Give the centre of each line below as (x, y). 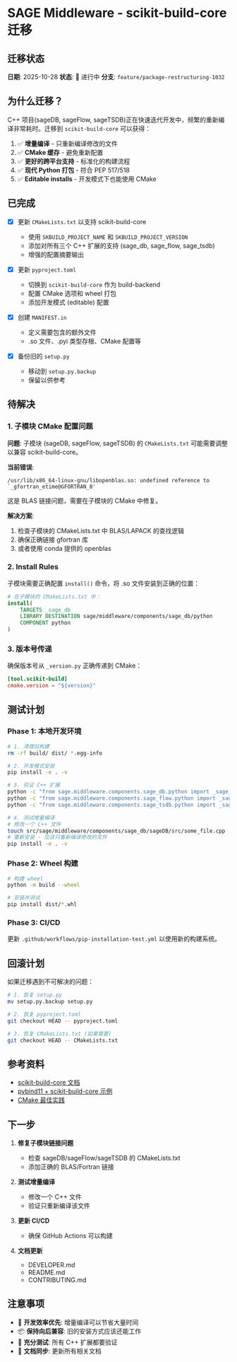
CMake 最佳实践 (41, 1100)
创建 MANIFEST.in (42, 317)
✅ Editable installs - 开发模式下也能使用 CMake (87, 179)
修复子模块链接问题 (45, 1143)
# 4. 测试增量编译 (31, 817)
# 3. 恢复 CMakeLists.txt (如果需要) (59, 1034)
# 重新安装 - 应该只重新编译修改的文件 (57, 837)
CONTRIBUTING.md (57, 1280)
